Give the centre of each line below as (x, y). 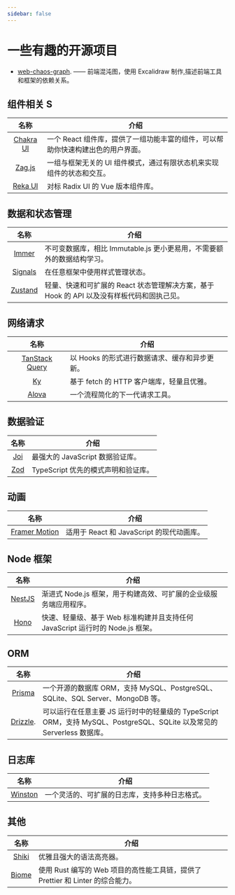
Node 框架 (30, 559)
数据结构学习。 (83, 259)
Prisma (23, 693)
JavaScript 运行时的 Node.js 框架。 (99, 628)
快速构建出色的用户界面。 (103, 150)
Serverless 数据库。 (75, 733)
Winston (24, 794)
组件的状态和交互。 (78, 174)
